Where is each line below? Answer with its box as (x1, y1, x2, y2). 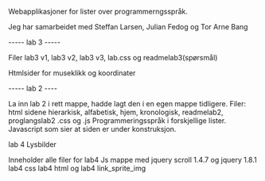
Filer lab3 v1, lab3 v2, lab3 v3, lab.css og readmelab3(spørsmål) (8, 53, 218, 62)
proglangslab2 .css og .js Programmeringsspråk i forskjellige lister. (8, 116, 227, 125)
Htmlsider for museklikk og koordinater (8, 68, 136, 78)
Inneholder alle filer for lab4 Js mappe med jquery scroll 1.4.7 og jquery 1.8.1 (8, 155, 257, 164)
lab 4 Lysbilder (8, 140, 57, 149)
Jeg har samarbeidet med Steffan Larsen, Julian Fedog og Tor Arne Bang (8, 22, 248, 31)
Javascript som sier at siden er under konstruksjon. (8, 125, 177, 133)
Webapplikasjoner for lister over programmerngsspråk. (8, 7, 189, 16)
